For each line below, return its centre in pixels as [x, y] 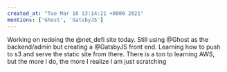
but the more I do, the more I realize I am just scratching [87, 61]
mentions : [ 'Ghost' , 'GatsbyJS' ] [55, 20]
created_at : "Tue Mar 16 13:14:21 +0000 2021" [75, 13]
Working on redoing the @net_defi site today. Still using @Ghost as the [108, 39]
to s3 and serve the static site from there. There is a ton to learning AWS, [111, 54]
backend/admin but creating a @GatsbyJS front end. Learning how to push [114, 47]
